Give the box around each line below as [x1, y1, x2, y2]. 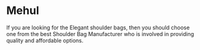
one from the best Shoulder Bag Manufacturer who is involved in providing [6, 30, 194, 37]
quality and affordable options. [6, 37, 84, 44]
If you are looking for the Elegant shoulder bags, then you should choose [6, 24, 190, 31]
